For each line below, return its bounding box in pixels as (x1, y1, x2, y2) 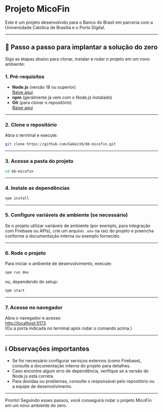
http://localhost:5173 (5, 320, 46, 326)
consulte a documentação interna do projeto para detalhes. (12, 363, 131, 369)
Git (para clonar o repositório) (12, 100, 72, 106)
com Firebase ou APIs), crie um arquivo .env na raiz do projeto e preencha (5, 228, 154, 233)
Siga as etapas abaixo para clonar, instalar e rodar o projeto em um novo (5, 56, 150, 61)
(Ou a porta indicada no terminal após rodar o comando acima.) (5, 325, 132, 331)
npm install (5, 196, 29, 200)
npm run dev (5, 270, 29, 275)
